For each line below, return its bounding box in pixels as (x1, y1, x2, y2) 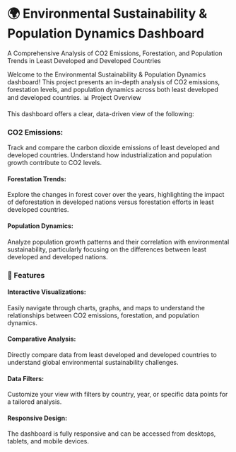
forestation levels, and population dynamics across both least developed (7, 85, 219, 94)
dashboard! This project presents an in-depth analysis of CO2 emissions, (7, 77, 220, 86)
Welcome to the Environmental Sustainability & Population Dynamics (7, 70, 206, 79)
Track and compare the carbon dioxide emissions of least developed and (7, 143, 220, 152)
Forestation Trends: (7, 174, 67, 183)
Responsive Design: (7, 414, 68, 422)
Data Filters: (7, 374, 45, 383)
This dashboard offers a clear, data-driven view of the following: (7, 109, 194, 118)
